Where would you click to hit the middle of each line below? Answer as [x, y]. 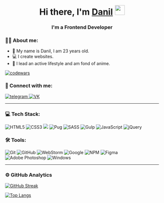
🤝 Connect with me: [29, 86]
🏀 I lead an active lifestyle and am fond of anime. [61, 64]
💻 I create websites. [33, 57]
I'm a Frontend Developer [82, 27]
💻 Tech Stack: [23, 114]
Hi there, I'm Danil [76, 12]
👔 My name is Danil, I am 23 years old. [51, 51]
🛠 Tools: [16, 140]
